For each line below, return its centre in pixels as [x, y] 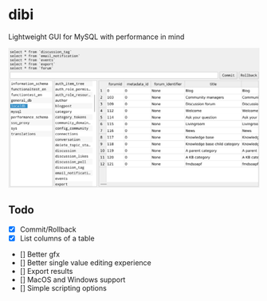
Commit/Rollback [48, 229]
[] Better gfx [40, 254]
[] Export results [46, 271]
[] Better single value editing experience [85, 262]
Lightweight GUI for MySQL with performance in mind [96, 37]
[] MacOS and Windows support [73, 279]
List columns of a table [57, 238]
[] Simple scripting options [63, 287]
